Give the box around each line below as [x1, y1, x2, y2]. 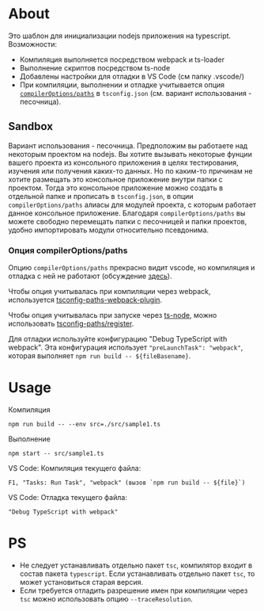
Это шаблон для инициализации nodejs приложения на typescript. [8, 31, 232, 40]
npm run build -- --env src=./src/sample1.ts [8, 420, 160, 428]
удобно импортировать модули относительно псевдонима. [8, 225, 209, 235]
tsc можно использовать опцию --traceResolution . [19, 594, 194, 603]
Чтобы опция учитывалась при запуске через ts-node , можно [8, 311, 217, 320]
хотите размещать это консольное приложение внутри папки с [8, 174, 223, 184]
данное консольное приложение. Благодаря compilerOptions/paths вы [8, 208, 246, 218]
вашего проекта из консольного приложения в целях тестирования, [8, 158, 239, 167]
